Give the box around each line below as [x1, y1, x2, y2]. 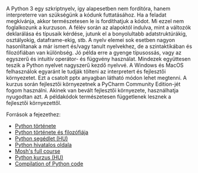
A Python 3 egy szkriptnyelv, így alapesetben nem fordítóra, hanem [6, 5, 171, 12]
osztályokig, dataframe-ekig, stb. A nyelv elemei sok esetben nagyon [6, 37, 175, 43]
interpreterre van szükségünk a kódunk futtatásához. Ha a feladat [6, 11, 167, 18]
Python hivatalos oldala [14, 142, 72, 148]
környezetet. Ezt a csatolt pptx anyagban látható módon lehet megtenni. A [6, 74, 187, 81]
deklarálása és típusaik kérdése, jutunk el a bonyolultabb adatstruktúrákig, [6, 30, 187, 37]
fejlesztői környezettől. [6, 100, 62, 106]
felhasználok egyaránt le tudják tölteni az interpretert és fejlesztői [6, 68, 166, 75]
